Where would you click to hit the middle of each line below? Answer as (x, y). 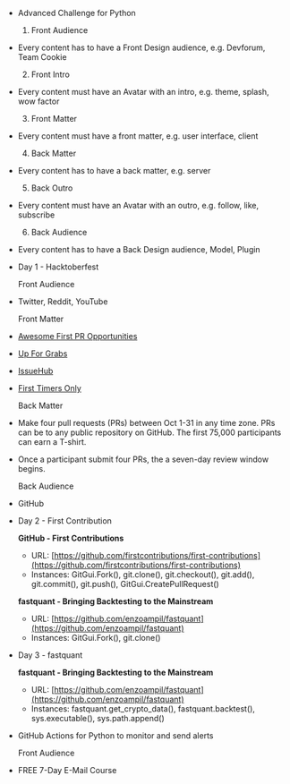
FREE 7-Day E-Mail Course (67, 770)
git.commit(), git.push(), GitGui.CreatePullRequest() (125, 584)
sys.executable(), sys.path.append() (98, 718)
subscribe (36, 215)
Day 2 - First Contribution (64, 521)
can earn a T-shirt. (52, 442)
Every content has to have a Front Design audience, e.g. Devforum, (141, 47)
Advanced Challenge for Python (77, 13)
